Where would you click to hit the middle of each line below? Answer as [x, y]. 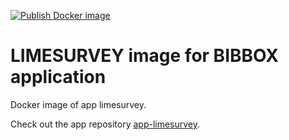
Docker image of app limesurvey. [78, 104]
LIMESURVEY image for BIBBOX [144, 56]
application [58, 77]
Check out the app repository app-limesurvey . [105, 124]
